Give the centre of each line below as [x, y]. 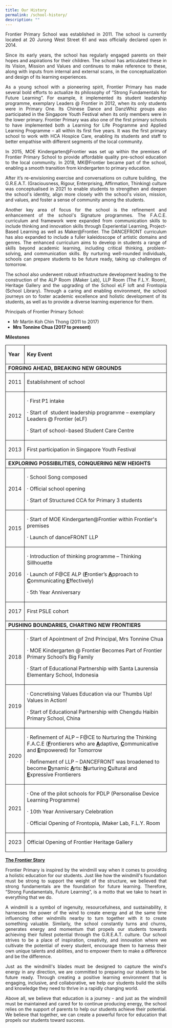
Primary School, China [54, 718]
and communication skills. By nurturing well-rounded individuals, [95, 254]
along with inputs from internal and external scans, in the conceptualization [86, 72]
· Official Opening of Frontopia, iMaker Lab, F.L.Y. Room [93, 823]
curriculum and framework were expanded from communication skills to [86, 221]
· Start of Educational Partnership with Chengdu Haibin [93, 712]
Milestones [17, 337]
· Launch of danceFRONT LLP [62, 537]
